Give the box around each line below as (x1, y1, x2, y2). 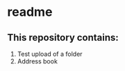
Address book (17, 57, 58, 65)
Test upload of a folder (17, 50, 83, 58)
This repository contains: (7, 32, 119, 43)
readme (7, 4, 53, 20)
